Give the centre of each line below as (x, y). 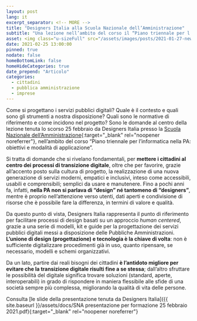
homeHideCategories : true (38, 66)
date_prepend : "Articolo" (38, 72)
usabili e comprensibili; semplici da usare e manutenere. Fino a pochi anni (95, 184)
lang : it (17, 17)
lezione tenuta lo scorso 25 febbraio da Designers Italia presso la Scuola (94, 129)
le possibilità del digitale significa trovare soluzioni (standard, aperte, (89, 275)
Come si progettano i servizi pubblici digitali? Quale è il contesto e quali (92, 110)
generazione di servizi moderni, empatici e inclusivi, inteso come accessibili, (98, 177)
